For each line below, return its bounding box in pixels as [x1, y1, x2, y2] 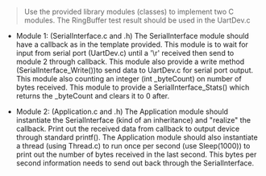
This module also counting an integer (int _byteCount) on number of [15, 74, 242, 83]
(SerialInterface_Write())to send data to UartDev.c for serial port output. [15, 65, 254, 75]
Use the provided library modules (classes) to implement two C [23, 7, 234, 16]
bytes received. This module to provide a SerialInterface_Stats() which [15, 82, 250, 92]
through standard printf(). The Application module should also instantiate [15, 132, 258, 142]
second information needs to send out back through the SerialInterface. [15, 158, 255, 168]
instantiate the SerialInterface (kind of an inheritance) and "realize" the [15, 115, 251, 124]
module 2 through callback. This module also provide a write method [15, 57, 245, 66]
